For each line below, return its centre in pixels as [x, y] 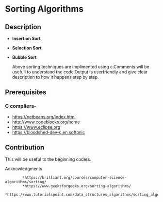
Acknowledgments [24, 168]
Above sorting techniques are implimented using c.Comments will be [81, 67]
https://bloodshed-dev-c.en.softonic [49, 132]
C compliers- [21, 106]
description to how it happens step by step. [55, 77]
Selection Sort [27, 48]
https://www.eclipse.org [36, 127]
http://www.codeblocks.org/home [46, 122]
